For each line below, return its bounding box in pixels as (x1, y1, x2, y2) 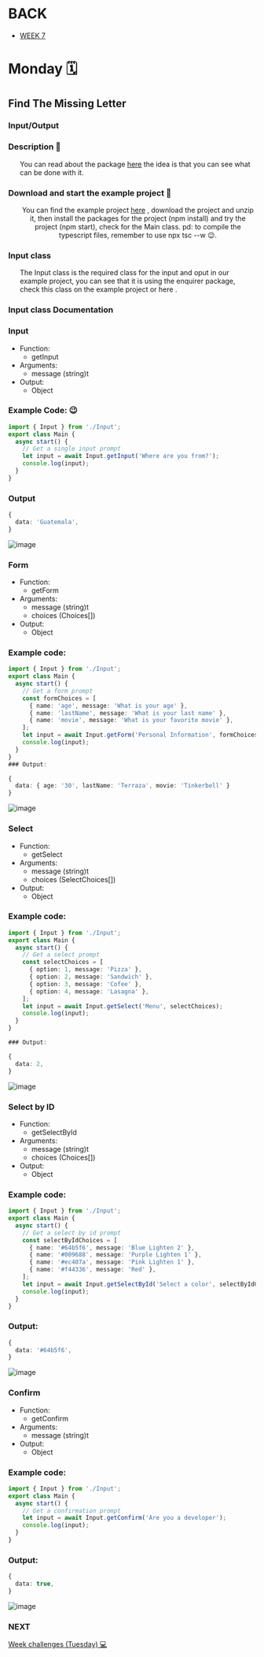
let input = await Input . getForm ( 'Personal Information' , (22, 731, 216, 739)
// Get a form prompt (22, 687, 93, 694)
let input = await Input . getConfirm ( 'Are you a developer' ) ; (22, 1514, 226, 1522)
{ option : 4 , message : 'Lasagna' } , (28, 987, 149, 996)
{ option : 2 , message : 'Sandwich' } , (28, 973, 153, 981)
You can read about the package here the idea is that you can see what (19, 159, 251, 169)
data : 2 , (15, 1059, 44, 1068)
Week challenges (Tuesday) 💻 (8, 1640, 108, 1649)
